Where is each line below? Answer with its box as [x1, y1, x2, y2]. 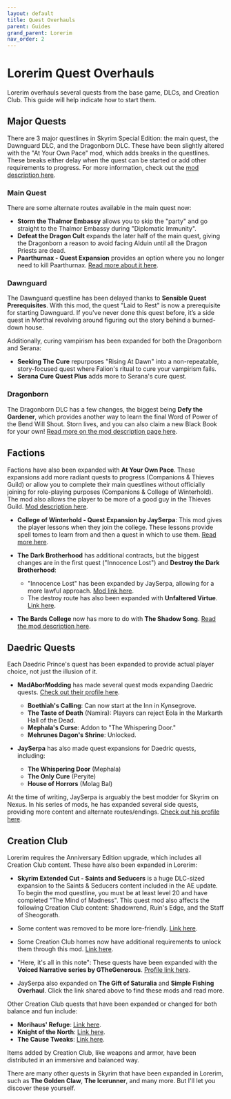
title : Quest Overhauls [7, 17, 76, 23]
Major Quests [7, 115, 67, 128]
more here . [17, 537, 49, 546]
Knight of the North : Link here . [17, 1028, 106, 1036]
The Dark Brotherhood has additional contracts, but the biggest [17, 551, 199, 560]
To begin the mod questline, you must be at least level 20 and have [17, 889, 208, 897]
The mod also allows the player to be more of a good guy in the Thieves [7, 495, 212, 503]
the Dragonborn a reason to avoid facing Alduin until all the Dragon [17, 239, 208, 247]
